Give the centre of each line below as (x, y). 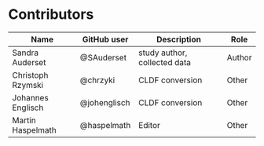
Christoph (30, 75)
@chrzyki (97, 80)
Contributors (51, 15)
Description (179, 39)
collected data (165, 62)
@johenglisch (105, 102)
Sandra (26, 53)
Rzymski (28, 85)
